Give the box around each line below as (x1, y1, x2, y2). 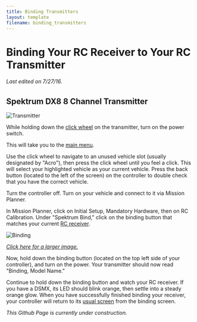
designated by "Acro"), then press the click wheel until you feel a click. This (6, 159, 192, 166)
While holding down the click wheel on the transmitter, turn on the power (6, 124, 185, 131)
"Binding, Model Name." (6, 267, 65, 274)
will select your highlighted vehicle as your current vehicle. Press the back (6, 166, 189, 173)
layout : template (6, 14, 49, 20)
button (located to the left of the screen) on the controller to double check (6, 172, 187, 179)
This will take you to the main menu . (6, 141, 95, 149)
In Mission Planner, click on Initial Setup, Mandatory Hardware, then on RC (6, 207, 189, 214)
